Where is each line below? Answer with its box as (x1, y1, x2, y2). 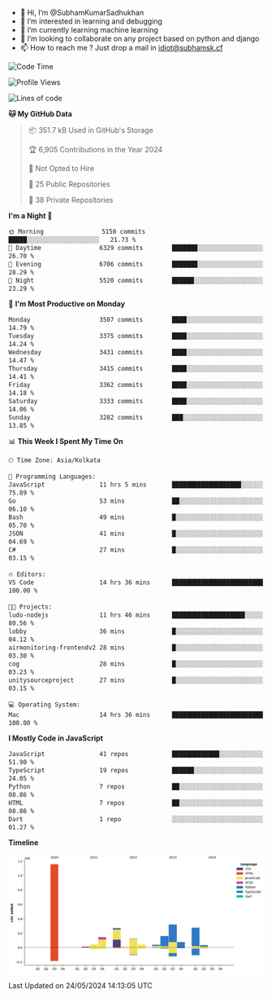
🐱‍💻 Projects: (8, 603, 53, 611)
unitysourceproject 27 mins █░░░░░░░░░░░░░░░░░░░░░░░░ (8, 676, 264, 684)
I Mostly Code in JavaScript (8, 733, 104, 743)
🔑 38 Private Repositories (28, 196, 114, 204)
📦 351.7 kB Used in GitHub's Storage (28, 125, 154, 134)
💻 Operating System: (8, 701, 81, 709)
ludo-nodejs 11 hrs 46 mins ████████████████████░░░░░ (8, 611, 264, 619)
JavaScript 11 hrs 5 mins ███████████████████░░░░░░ (8, 481, 264, 489)
